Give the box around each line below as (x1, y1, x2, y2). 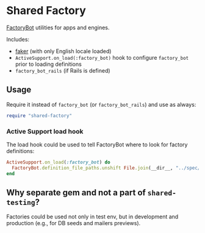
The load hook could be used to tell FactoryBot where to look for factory (6, 141, 188, 148)
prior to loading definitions (15, 60, 82, 68)
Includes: (6, 35, 29, 43)
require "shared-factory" (6, 112, 72, 119)
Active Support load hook (6, 127, 84, 135)
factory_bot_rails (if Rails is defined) (15, 66, 111, 74)
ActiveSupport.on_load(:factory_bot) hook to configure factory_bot (15, 54, 189, 61)
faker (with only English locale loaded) (15, 47, 112, 55)
